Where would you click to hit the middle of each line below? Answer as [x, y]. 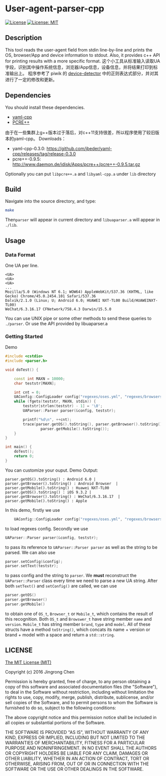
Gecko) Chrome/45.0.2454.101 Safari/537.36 [51, 296]
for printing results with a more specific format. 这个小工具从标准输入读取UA [83, 61]
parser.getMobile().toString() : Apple [46, 501]
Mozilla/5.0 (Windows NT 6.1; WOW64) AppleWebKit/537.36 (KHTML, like [79, 292]
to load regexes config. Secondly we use [47, 529]
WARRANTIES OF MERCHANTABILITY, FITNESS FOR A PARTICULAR [75, 742]
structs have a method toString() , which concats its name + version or [78, 630]
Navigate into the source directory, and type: [51, 201]
